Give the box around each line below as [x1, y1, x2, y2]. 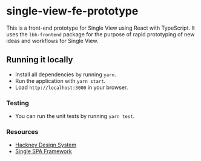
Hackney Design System [15, 141, 77, 149]
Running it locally [6, 54, 73, 65]
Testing [6, 99, 29, 107]
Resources [6, 127, 39, 136]
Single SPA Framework [15, 148, 72, 155]
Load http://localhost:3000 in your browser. [15, 84, 128, 91]
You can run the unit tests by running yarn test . [15, 113, 135, 120]
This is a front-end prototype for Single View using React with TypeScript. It [6, 24, 195, 31]
